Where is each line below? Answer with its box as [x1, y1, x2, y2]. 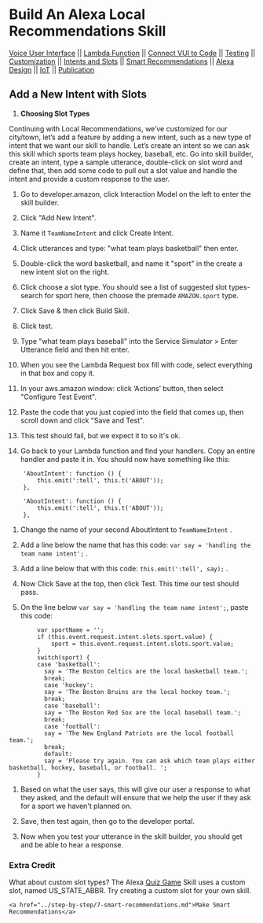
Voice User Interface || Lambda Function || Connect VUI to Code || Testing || [9, 48, 256, 57]
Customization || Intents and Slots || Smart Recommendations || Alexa [9, 57, 235, 66]
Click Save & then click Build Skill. [20, 305, 130, 316]
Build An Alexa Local [9, 6, 146, 24]
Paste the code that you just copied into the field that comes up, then [20, 407, 244, 416]
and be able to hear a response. [20, 840, 124, 849]
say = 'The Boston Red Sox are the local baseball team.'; [43, 708, 242, 717]
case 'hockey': [43, 681, 93, 689]
